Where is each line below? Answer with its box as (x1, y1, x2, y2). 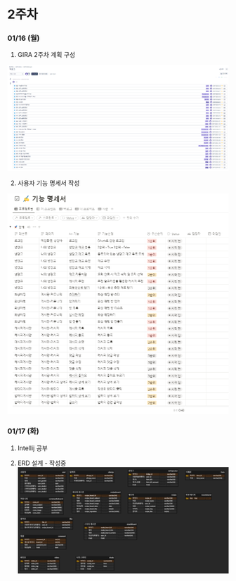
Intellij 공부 (17, 444, 48, 452)
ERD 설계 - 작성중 (17, 459, 67, 467)
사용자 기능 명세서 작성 (17, 179, 80, 187)
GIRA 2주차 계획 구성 (17, 51, 76, 59)
